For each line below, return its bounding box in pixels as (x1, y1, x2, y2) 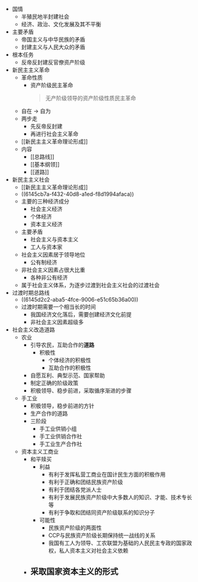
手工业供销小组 (39, 425, 77, 432)
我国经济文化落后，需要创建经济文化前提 (30, 311, 132, 318)
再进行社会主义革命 (30, 130, 79, 137)
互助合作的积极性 (48, 364, 91, 371)
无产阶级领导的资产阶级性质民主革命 (45, 94, 137, 102)
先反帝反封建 (30, 122, 63, 130)
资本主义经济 (30, 221, 63, 227)
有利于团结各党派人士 (48, 486, 102, 493)
